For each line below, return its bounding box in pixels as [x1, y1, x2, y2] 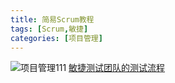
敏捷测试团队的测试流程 [68, 62, 166, 74]
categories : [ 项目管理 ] [10, 33, 103, 43]
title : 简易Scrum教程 [10, 14, 95, 25]
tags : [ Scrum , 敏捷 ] [10, 24, 89, 34]
